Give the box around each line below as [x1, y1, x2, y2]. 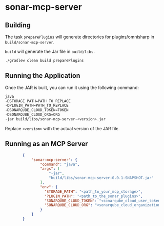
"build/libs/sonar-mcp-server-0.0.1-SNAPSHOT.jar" [48, 176, 154, 181]
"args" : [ [40, 166, 60, 171]
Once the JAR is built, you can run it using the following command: [5, 85, 139, 90]
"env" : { [40, 184, 58, 189]
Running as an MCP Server [5, 140, 88, 148]
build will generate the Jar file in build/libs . [5, 48, 95, 54]
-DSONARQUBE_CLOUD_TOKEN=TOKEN [5, 108, 69, 113]
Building [5, 21, 31, 29]
